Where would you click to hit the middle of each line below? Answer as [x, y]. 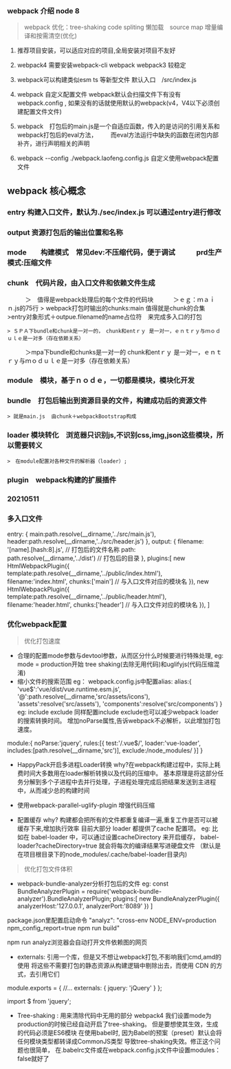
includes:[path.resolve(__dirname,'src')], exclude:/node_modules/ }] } [105, 750]
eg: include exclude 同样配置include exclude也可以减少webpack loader [118, 712]
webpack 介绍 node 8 [44, 10]
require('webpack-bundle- [124, 891]
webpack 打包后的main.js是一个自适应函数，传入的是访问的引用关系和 [118, 126]
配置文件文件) [42, 112]
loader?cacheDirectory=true [57, 846]
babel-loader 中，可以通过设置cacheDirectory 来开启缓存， [115, 837]
